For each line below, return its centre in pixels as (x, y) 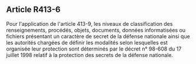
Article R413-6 (33, 10)
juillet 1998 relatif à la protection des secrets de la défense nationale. (89, 55)
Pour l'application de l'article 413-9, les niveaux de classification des (89, 23)
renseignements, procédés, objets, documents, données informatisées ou (96, 30)
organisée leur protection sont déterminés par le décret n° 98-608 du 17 (94, 49)
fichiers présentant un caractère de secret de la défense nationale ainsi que (98, 36)
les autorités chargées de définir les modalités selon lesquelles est (87, 42)
